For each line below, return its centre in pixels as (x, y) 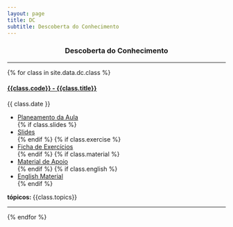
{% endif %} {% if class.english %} (67, 169)
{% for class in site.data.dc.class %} (59, 72)
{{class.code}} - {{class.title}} (52, 88)
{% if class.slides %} (47, 124)
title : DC (21, 20)
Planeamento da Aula (48, 117)
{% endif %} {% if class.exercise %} (69, 139)
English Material (40, 176)
